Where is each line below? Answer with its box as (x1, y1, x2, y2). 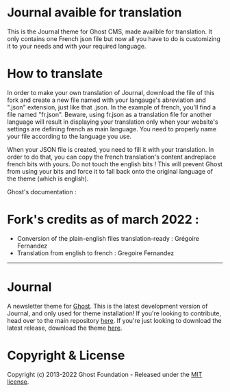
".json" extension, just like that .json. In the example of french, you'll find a (7, 103, 216, 111)
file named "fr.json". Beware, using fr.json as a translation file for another (7, 110, 212, 118)
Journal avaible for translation (7, 5, 182, 21)
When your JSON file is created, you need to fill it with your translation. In (7, 145, 214, 153)
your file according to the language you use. (7, 132, 132, 140)
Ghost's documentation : (7, 187, 77, 196)
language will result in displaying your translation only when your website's (7, 118, 219, 126)
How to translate (7, 66, 103, 81)
